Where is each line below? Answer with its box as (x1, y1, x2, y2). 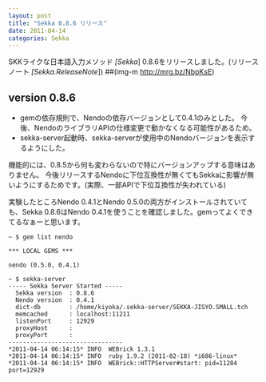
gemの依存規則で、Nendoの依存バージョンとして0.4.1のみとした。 (19, 113, 240, 123)
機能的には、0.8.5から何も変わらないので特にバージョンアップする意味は (8, 160, 249, 170)
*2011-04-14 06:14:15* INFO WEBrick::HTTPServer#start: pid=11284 (8, 360, 238, 368)
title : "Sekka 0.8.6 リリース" (8, 19, 108, 27)
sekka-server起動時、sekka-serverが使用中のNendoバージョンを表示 (19, 133, 249, 143)
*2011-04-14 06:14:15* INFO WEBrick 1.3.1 (8, 345, 156, 353)
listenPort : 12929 (15, 317, 94, 325)
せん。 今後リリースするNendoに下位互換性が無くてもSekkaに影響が (22, 170, 248, 180)
